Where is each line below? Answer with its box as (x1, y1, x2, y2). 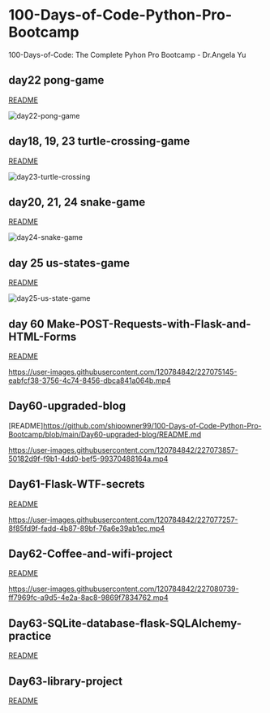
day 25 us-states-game (8, 256, 131, 270)
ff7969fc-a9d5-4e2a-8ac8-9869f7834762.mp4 (8, 593, 169, 602)
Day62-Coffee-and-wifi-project (8, 547, 173, 561)
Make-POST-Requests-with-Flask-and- (46, 317, 251, 331)
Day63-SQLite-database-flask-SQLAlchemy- (8, 616, 242, 630)
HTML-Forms (8, 329, 77, 343)
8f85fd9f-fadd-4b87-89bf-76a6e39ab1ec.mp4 (8, 523, 165, 533)
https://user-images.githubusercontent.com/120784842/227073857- (8, 445, 239, 454)
